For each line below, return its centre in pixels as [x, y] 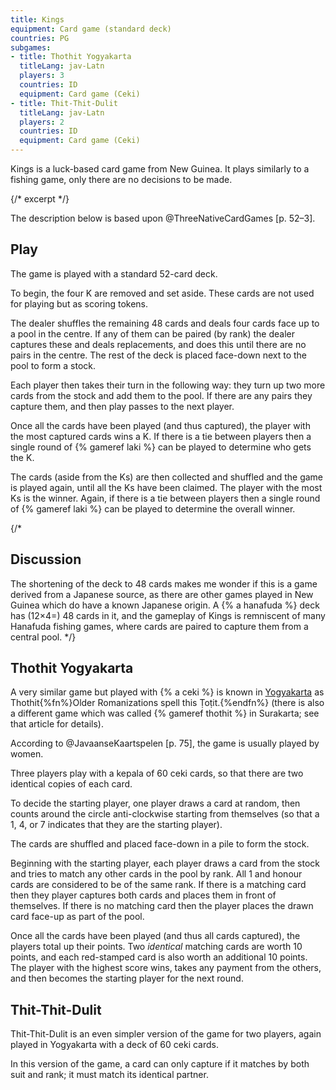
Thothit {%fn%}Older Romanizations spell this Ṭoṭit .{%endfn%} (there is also [167, 703]
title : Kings [37, 19]
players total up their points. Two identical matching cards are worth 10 [156, 947]
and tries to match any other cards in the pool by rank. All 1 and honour [156, 874]
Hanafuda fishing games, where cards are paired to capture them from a [159, 626]
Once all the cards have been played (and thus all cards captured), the [155, 936]
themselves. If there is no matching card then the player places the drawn [162, 906]
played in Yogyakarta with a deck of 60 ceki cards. [115, 1045]
